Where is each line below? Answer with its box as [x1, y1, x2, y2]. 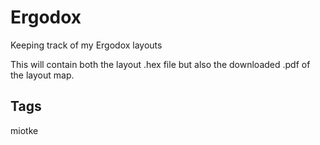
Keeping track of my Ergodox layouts [10, 39, 163, 51]
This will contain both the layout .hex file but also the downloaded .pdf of [10, 58, 311, 70]
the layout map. [10, 69, 75, 81]
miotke [10, 124, 39, 136]
